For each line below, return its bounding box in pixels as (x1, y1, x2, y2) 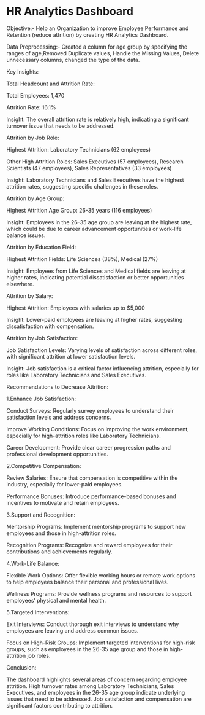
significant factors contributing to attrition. (6, 701, 113, 709)
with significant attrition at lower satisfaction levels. (6, 353, 136, 360)
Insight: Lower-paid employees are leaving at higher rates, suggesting (6, 316, 183, 323)
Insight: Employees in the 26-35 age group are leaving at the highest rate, (6, 218, 192, 225)
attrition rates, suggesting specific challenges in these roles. (6, 182, 158, 190)
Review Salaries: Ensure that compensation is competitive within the (6, 474, 178, 482)
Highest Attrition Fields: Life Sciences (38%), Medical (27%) (6, 255, 158, 262)
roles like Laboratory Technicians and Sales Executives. (6, 371, 147, 378)
